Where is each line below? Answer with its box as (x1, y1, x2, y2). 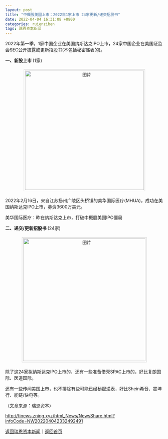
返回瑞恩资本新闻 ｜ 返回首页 (5, 428, 63, 434)
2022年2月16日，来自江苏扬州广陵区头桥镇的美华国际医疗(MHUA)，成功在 (5, 197, 159, 204)
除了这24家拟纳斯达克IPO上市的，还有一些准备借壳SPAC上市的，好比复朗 (5, 369, 157, 375)
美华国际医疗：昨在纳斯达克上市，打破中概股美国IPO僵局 (5, 214, 123, 221)
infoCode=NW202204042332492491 (5, 418, 83, 424)
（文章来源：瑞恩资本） (5, 403, 54, 409)
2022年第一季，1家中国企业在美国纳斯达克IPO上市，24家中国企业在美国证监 (5, 41, 162, 47)
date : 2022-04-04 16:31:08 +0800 (5, 17, 75, 22)
